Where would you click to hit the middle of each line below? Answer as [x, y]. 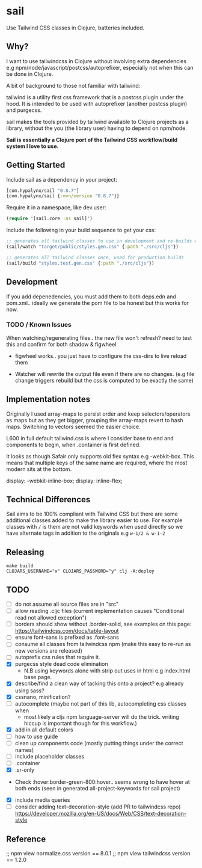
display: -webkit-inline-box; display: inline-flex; [65, 481]
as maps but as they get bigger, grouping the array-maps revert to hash [95, 420]
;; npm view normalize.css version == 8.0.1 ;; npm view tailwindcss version [98, 853]
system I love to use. [32, 146]
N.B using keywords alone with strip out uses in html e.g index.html [107, 671]
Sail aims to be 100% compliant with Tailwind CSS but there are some [92, 514]
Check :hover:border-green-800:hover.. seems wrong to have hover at [103, 782]
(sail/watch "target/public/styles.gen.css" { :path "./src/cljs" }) [93, 247]
